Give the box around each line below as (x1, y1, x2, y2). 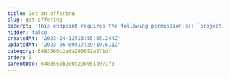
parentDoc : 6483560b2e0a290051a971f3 (7, 60, 115, 67)
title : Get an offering (7, 9, 75, 17)
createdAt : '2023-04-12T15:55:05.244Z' (7, 35, 121, 42)
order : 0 (7, 54, 32, 61)
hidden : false (7, 28, 48, 36)
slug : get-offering (7, 16, 63, 23)
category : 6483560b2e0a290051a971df (7, 48, 112, 55)
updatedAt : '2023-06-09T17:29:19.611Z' (7, 41, 121, 48)
